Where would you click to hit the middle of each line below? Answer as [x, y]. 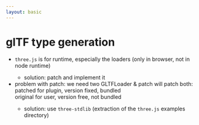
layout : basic [24, 12]
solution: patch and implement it [64, 77]
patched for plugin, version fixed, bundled [68, 90]
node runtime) [33, 65]
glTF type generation [60, 42]
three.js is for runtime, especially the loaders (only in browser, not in [102, 59]
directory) [37, 115]
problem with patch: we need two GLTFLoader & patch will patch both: [104, 84]
